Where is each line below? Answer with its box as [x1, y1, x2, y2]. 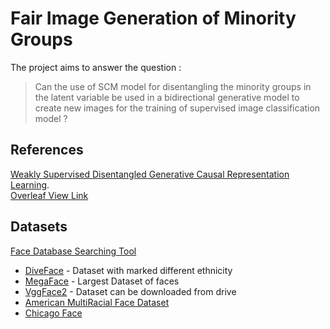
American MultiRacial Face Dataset [24, 296, 170, 308]
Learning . [10, 178, 50, 191]
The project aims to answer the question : [10, 61, 182, 73]
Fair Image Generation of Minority [10, 7, 297, 30]
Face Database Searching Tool [10, 245, 137, 257]
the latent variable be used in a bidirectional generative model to [34, 91, 300, 103]
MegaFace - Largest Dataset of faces [24, 275, 180, 287]
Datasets [10, 218, 68, 236]
